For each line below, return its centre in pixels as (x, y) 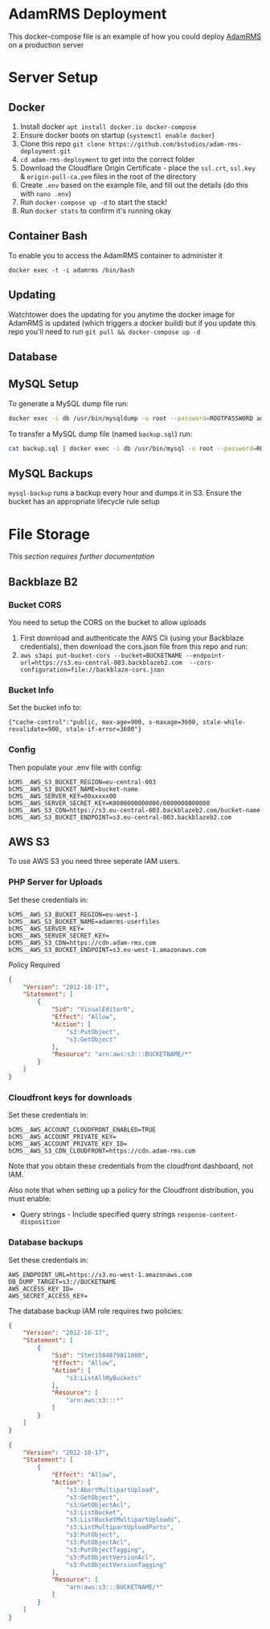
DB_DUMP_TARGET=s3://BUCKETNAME (62, 1282)
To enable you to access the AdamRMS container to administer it (116, 256)
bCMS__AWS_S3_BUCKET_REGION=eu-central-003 (82, 782)
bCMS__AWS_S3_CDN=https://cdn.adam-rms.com (82, 943)
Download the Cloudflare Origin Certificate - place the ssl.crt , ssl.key (137, 168)
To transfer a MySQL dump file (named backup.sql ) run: (100, 434)
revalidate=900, (35, 729)
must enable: (30, 1199)
